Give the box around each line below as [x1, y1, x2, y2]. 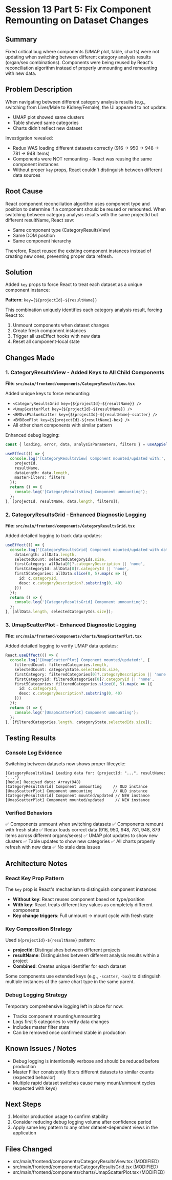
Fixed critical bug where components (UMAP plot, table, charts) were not [5, 49, 160, 54]
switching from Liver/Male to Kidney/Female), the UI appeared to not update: [5, 104, 167, 110]
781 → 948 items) [12, 150, 50, 156]
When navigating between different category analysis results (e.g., [5, 98, 146, 105]
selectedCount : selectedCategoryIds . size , [14, 557, 106, 562]
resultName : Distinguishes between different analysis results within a [12, 952, 160, 959]
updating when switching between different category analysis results [5, 54, 151, 60]
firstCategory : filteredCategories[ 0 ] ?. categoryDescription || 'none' [14, 672, 168, 677]
